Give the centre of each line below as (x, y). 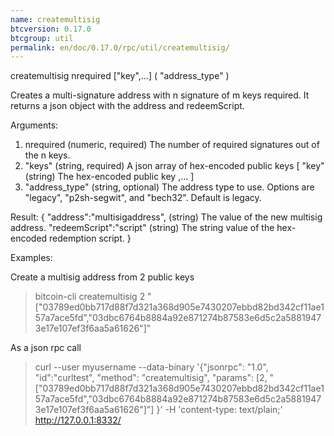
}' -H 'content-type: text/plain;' (219, 410)
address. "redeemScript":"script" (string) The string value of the (142, 228)
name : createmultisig (55, 19)
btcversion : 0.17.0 (51, 29)
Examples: (31, 258)
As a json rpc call (46, 348)
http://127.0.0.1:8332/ (78, 420)
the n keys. (47, 155)
